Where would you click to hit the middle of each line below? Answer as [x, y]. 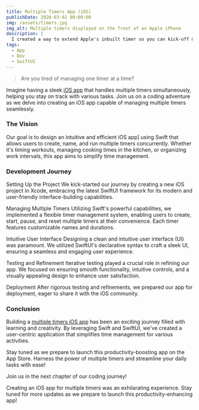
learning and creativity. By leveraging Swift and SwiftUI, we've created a [94, 328]
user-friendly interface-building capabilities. [60, 197]
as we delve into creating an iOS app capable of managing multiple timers [96, 102]
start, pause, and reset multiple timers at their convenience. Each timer [92, 221]
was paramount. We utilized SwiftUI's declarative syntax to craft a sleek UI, [98, 245]
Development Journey [39, 171]
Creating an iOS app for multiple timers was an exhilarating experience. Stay [99, 388]
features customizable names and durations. [60, 228]
